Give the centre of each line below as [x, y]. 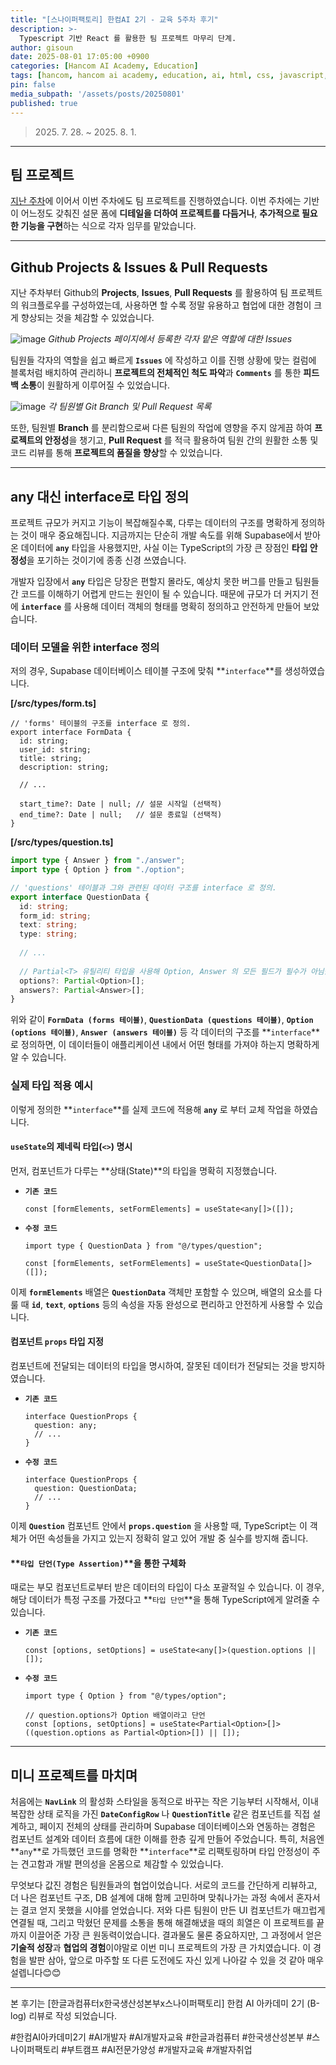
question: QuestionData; [86, 1489]
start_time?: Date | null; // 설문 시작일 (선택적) [121, 804]
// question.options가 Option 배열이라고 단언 [115, 1716]
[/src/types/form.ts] [53, 703]
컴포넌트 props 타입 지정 [57, 1342]
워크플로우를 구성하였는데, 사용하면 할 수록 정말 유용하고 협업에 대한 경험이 [166, 305]
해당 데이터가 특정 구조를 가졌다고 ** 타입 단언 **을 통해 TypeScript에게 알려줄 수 [165, 1600]
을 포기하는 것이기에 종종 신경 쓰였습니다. [106, 560]
